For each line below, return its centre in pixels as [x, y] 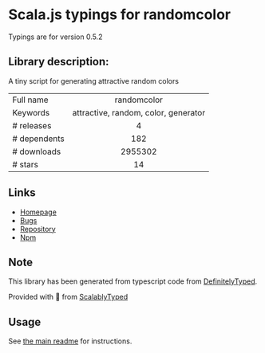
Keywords [31, 112]
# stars [25, 164]
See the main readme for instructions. [70, 341]
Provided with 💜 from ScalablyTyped [68, 297]
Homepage [38, 212]
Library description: [59, 62]
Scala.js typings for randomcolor [120, 15]
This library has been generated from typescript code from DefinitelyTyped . [133, 281]
